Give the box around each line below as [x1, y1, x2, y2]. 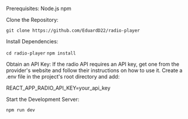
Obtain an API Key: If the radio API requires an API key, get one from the [6, 61, 180, 67]
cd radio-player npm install [6, 50, 76, 56]
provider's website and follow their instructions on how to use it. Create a [6, 67, 183, 74]
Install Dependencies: [6, 38, 59, 45]
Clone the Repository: [6, 16, 59, 23]
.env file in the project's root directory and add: [6, 73, 120, 80]
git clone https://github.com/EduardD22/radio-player [6, 28, 141, 33]
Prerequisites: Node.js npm [6, 5, 71, 12]
